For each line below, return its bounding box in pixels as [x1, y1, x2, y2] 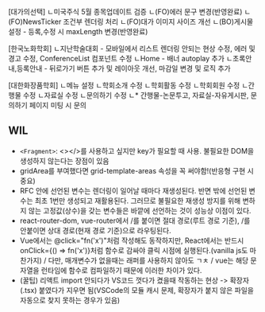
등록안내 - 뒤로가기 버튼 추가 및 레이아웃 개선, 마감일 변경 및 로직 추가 [16, 64, 232, 73]
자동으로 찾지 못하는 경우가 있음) [19, 295, 121, 305]
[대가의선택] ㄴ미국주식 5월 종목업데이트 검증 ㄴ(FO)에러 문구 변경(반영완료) [8, 7, 243, 16]
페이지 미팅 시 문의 [29, 100, 87, 110]
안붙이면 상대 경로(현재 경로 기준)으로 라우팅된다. [19, 225, 172, 235]
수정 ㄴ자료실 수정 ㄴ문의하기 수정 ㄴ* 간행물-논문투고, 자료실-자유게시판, [22, 91, 249, 99]
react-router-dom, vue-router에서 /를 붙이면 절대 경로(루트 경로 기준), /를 [19, 216, 251, 225]
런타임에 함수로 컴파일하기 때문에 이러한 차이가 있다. [40, 265, 202, 275]
